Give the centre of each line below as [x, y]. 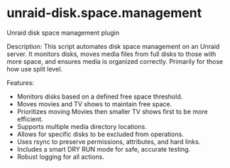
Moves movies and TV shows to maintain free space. [94, 103]
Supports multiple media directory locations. [82, 126]
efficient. [30, 119]
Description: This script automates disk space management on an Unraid [113, 46]
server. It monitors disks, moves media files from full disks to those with [111, 54]
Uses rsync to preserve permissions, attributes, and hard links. [109, 141]
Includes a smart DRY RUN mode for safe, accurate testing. [104, 149]
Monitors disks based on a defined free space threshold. [100, 96]
